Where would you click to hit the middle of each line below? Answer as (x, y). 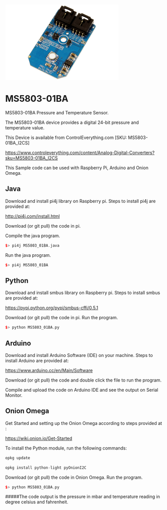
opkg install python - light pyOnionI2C (46, 468)
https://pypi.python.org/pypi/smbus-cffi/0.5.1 (52, 308)
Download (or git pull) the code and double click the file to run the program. (83, 380)
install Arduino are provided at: (37, 360)
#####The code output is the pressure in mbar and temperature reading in (82, 497)
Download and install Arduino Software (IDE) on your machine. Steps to (79, 355)
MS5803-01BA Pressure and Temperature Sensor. (57, 112)
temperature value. (25, 127)
